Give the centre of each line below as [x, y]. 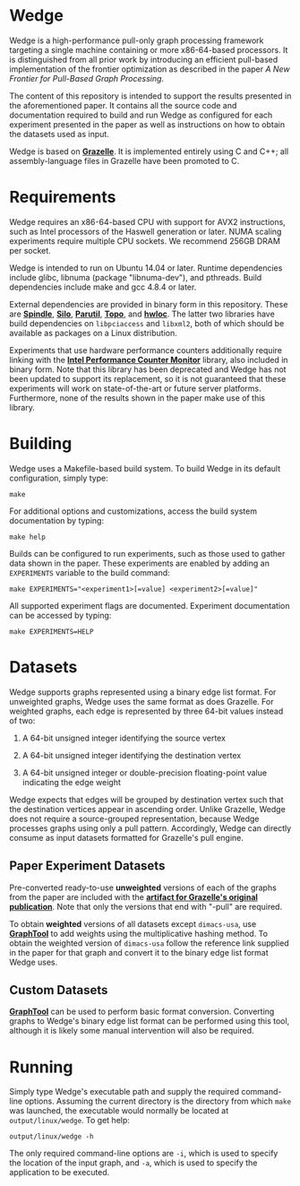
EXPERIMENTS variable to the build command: [90, 572]
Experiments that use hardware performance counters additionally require [146, 350]
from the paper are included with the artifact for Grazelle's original [133, 896]
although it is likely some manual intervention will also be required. [132, 1031]
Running [41, 1067]
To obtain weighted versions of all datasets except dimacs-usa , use [133, 923]
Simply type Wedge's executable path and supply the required [124, 1092]
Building [41, 444]
